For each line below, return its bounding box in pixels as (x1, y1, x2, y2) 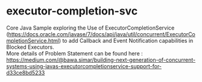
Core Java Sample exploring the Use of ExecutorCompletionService (6, 24, 175, 31)
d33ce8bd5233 (6, 69, 45, 76)
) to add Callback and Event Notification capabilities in (58, 37, 194, 44)
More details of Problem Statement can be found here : (6, 49, 143, 57)
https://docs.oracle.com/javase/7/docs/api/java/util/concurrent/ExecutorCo (8, 30, 196, 37)
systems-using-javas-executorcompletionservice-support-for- (6, 62, 162, 70)
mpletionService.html (6, 37, 59, 44)
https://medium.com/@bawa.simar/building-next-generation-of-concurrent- (6, 56, 196, 63)
